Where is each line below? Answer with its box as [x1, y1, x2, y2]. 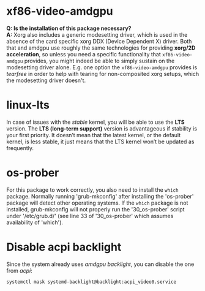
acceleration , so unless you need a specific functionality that [6, 50, 161, 58]
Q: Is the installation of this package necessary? [6, 25, 132, 32]
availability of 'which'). [6, 219, 63, 226]
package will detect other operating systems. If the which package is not [6, 199, 188, 206]
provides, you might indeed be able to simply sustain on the [24, 57, 175, 64]
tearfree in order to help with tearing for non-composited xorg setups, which [6, 70, 199, 77]
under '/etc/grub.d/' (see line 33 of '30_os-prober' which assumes [6, 212, 174, 219]
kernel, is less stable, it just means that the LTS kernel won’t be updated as [6, 138, 195, 145]
